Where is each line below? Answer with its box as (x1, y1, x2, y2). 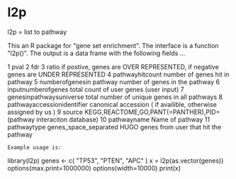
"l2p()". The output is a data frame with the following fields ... (7, 49, 186, 57)
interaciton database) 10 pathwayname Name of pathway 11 (36, 115, 210, 124)
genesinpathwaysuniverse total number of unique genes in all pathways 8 (7, 93, 223, 101)
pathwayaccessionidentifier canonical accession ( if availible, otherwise (7, 100, 218, 108)
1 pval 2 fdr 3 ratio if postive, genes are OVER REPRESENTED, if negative (7, 62, 220, 71)
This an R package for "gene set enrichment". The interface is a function (7, 41, 219, 50)
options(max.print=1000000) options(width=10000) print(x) (7, 163, 181, 172)
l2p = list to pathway (7, 28, 67, 36)
